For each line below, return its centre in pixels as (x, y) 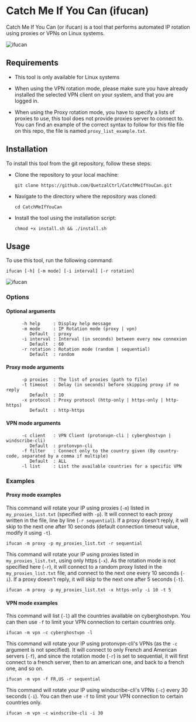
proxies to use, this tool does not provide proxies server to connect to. (99, 118)
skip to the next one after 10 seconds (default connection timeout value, (93, 527)
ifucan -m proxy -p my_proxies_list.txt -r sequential (74, 544)
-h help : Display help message (66, 324)
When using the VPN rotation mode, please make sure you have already (101, 88)
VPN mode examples (32, 603)
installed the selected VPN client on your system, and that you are (94, 94)
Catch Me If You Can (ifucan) (78, 11)
